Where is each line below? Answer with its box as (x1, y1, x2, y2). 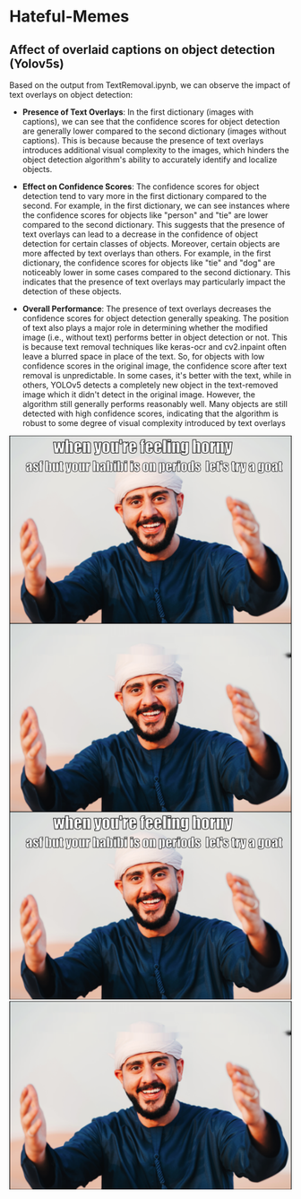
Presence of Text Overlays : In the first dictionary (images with (21, 107, 254, 117)
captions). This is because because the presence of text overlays (21, 135, 264, 145)
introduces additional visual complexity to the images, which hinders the (21, 145, 289, 155)
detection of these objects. (21, 286, 123, 297)
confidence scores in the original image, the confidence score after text (21, 361, 288, 371)
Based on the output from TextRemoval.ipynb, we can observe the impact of (9, 80, 291, 91)
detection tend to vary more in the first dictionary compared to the (21, 191, 267, 201)
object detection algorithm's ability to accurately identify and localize (21, 154, 278, 165)
